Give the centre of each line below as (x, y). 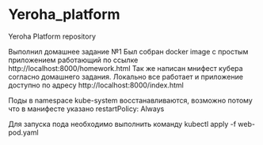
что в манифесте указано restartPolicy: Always (86, 109)
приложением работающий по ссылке (73, 60)
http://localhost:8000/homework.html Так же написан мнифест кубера (126, 68)
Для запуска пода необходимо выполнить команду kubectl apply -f (122, 124)
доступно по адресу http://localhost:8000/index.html (96, 85)
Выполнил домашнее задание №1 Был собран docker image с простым (128, 51)
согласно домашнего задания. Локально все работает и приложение (126, 76)
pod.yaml (23, 132)
